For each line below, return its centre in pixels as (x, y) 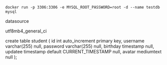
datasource (17, 21)
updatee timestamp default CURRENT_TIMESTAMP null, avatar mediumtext (83, 52)
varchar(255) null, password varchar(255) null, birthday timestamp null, (80, 46)
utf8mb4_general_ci (26, 31)
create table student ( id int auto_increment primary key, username (75, 41)
